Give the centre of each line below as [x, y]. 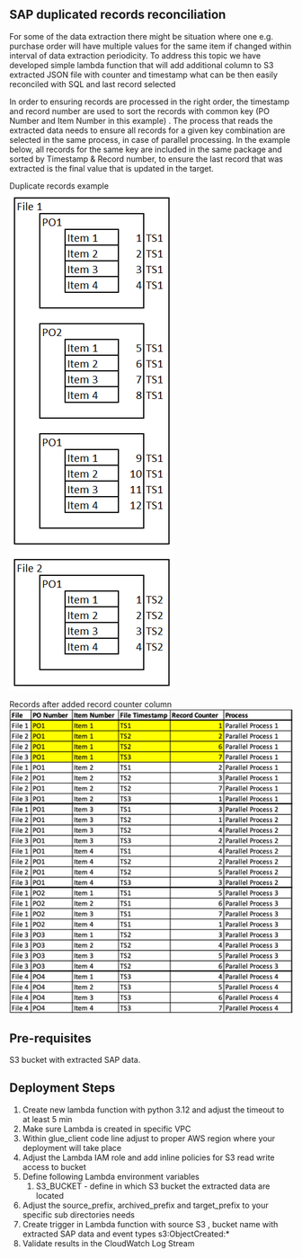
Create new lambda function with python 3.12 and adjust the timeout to [153, 1110]
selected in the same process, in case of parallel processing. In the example [150, 139]
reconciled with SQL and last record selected [93, 84]
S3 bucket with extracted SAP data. [75, 1059]
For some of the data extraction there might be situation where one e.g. [142, 36]
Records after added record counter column [91, 704]
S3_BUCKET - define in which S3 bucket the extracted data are [153, 1186]
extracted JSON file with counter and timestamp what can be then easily [144, 75]
